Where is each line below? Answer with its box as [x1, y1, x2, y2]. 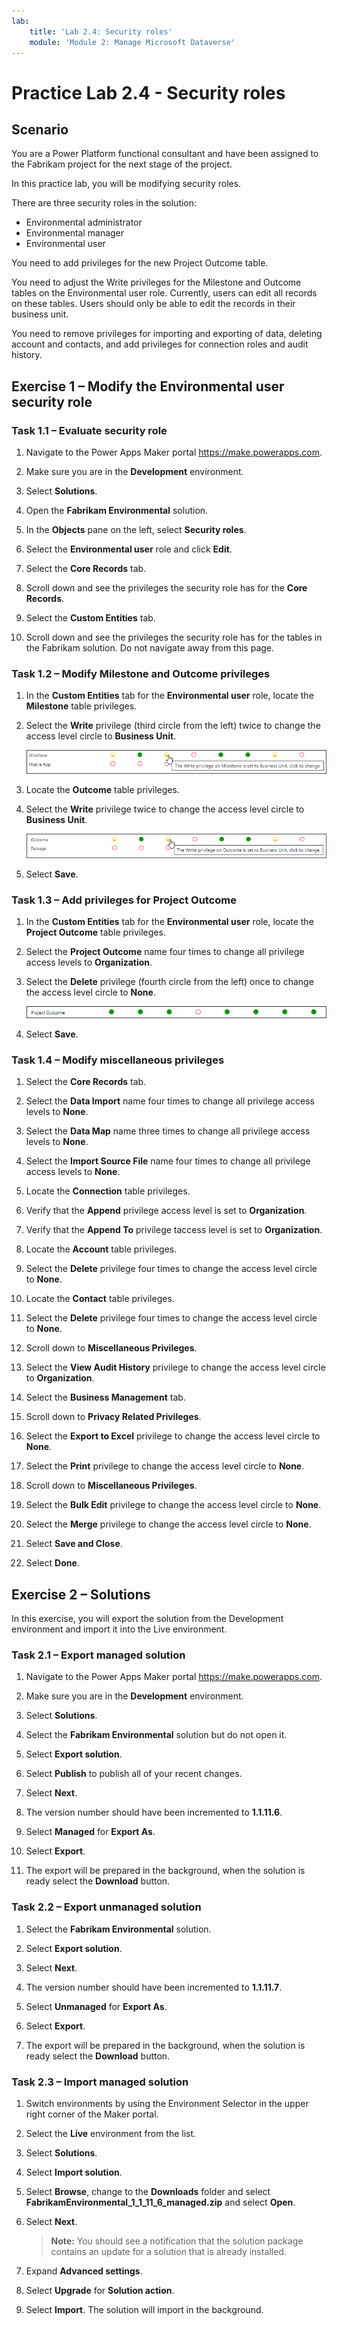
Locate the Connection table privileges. [25, 1185, 191, 1197]
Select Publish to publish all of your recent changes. [25, 1768, 243, 1780]
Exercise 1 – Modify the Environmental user [11, 378, 285, 395]
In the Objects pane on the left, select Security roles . [25, 524, 247, 536]
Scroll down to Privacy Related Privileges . [25, 1411, 202, 1423]
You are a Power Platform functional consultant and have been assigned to [11, 148, 319, 160]
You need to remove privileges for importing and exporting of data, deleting [11, 328, 323, 340]
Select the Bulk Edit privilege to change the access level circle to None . [25, 1499, 322, 1511]
